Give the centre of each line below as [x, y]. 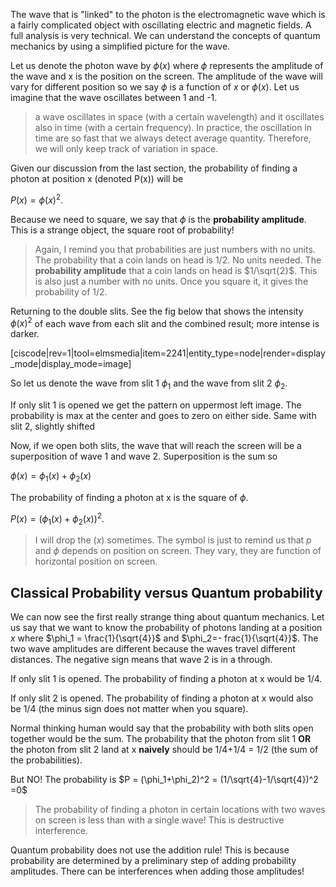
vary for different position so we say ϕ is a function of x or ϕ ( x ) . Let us [155, 87]
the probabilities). [46, 760]
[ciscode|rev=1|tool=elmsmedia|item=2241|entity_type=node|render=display [168, 353]
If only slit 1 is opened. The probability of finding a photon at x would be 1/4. [166, 679]
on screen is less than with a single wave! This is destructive [159, 820]
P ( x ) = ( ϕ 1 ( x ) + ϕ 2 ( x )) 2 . [57, 518]
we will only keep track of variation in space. [126, 148]
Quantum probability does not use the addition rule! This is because [150, 850]
